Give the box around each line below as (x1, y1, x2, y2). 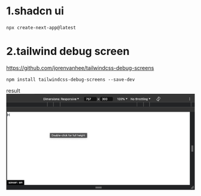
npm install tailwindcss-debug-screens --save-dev (6, 76, 135, 82)
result (6, 87, 21, 94)
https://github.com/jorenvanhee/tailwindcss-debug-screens (6, 64, 154, 71)
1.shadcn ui (6, 4, 64, 18)
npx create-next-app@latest (6, 24, 77, 30)
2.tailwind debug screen (6, 45, 130, 58)
